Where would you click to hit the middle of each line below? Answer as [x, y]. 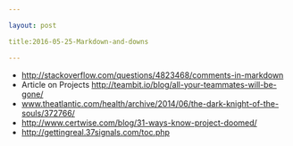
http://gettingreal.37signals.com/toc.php [96, 132]
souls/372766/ [48, 113]
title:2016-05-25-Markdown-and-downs [79, 41]
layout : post [33, 25]
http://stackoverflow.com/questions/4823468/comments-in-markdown [152, 75]
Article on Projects [55, 84]
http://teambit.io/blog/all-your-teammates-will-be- [184, 84]
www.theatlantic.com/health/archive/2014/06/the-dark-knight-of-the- [150, 103]
